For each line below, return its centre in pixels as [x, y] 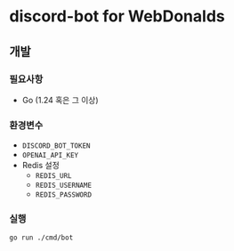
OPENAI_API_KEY [50, 156]
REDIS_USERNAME [63, 186]
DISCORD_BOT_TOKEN [56, 146]
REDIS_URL [54, 176]
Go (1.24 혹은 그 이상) [61, 100]
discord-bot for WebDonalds [117, 16]
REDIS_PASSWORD [63, 195]
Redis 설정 [40, 166]
